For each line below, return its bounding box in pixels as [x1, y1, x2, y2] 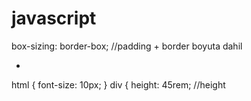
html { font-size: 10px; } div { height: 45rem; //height [11, 78, 226, 91]
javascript [11, 7, 97, 30]
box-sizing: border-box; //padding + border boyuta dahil [11, 40, 243, 52]
